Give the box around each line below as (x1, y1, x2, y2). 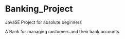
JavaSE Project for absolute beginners (5, 19, 82, 25)
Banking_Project (5, 3, 73, 14)
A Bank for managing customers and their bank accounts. (5, 28, 121, 34)
